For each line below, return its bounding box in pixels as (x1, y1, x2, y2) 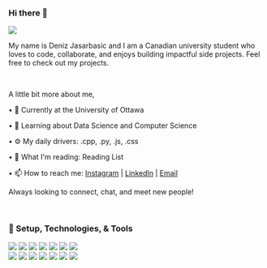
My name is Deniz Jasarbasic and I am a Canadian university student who (8, 40, 256, 51)
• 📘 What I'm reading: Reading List (8, 152, 124, 162)
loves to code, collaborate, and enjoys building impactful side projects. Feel (8, 49, 261, 59)
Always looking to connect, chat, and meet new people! (8, 187, 195, 197)
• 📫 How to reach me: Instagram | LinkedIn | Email (8, 168, 179, 178)
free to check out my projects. (8, 58, 110, 68)
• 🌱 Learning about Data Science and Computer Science (8, 121, 197, 130)
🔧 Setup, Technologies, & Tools (8, 223, 133, 234)
